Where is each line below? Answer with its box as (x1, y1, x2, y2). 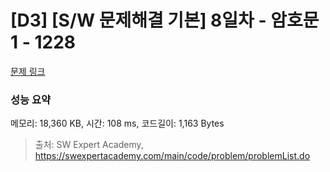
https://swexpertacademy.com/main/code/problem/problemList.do (34, 150, 311, 162)
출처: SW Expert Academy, (34, 139, 144, 151)
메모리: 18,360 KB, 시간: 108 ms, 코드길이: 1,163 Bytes (10, 117, 225, 130)
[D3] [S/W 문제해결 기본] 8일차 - (10, 9, 267, 32)
